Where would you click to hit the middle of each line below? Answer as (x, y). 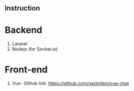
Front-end (26, 69)
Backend (23, 30)
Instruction (22, 8)
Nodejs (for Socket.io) (35, 49)
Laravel (20, 44)
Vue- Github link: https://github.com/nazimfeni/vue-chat (71, 83)
